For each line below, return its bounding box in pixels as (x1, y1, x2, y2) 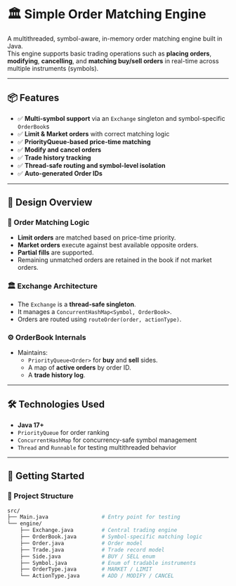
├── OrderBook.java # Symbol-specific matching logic (20, 533, 202, 540)
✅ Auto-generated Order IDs (17, 169, 103, 177)
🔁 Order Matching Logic (7, 218, 90, 228)
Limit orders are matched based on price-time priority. (17, 233, 176, 242)
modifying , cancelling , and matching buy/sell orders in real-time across (7, 56, 219, 65)
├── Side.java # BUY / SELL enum (20, 553, 156, 560)
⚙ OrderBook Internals (7, 332, 86, 342)
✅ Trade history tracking (17, 153, 91, 162)
